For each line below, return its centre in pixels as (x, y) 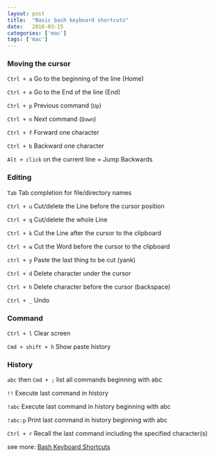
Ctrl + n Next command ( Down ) (52, 119)
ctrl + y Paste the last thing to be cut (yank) (72, 260)
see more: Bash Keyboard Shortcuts (59, 447)
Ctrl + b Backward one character (56, 146)
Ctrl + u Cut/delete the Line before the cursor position (86, 206)
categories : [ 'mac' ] (37, 33)
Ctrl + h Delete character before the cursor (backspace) (89, 287)
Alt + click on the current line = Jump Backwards (80, 160)
